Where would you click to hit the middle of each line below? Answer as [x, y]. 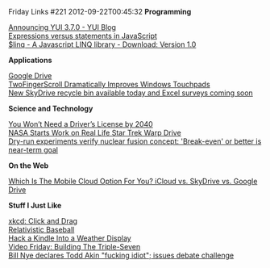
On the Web [29, 165]
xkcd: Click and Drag [43, 221]
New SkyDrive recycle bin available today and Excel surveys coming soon [131, 93]
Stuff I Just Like [35, 205]
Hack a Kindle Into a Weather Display [70, 238]
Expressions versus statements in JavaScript [83, 36]
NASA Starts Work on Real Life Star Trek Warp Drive [95, 133]
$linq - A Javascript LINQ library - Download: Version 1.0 [102, 44]
